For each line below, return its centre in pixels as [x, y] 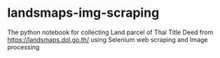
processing [23, 47]
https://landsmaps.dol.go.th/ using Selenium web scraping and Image [108, 39]
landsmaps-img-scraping [83, 13]
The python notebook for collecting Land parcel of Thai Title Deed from [110, 32]
